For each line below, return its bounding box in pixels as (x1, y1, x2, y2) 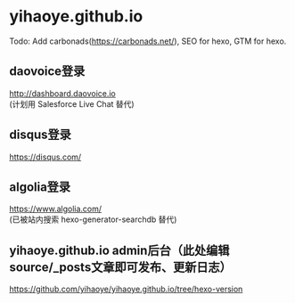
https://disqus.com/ (9, 151, 82, 162)
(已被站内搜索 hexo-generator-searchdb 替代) (9, 214, 177, 225)
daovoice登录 (9, 64, 86, 79)
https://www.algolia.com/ (9, 203, 102, 215)
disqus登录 (9, 127, 71, 143)
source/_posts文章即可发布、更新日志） (9, 259, 232, 274)
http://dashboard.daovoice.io (9, 87, 116, 99)
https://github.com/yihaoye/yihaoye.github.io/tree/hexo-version (9, 283, 243, 295)
